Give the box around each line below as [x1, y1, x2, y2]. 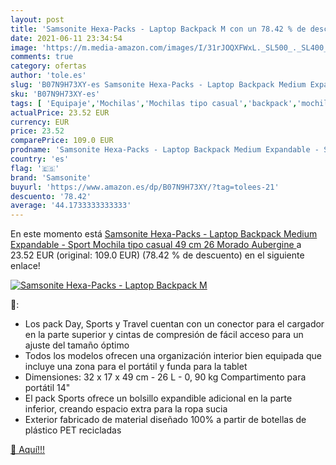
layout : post [10, 14, 65, 25]
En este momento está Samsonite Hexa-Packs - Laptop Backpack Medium [10, 228, 318, 240]
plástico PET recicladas [24, 424, 122, 436]
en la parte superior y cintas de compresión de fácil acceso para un [24, 329, 304, 341]
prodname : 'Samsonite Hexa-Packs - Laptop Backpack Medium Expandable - [10, 145, 320, 155]
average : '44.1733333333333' [10, 201, 132, 211]
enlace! [10, 260, 41, 272]
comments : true [10, 52, 74, 62]
